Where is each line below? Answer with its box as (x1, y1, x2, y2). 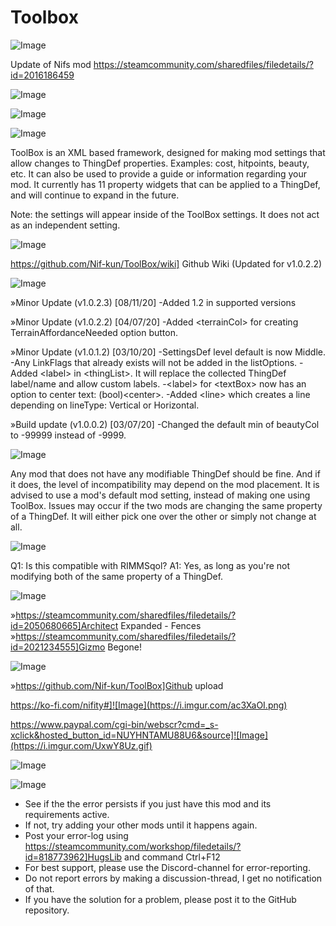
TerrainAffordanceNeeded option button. (10, 326, 178, 338)
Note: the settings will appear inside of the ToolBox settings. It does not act (10, 208, 320, 220)
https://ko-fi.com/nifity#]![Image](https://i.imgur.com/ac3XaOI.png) (10, 699, 288, 711)
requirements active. (24, 808, 110, 820)
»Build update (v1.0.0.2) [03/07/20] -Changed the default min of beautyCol (10, 418, 320, 430)
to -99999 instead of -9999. (10, 429, 127, 441)
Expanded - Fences (120, 619, 202, 631)
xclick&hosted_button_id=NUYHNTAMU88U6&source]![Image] (10, 729, 269, 741)
